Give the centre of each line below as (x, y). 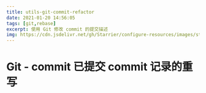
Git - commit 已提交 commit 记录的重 (100, 67)
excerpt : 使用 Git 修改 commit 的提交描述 (57, 29)
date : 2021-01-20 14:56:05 (41, 18)
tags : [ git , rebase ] (31, 23)
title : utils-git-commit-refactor (51, 12)
